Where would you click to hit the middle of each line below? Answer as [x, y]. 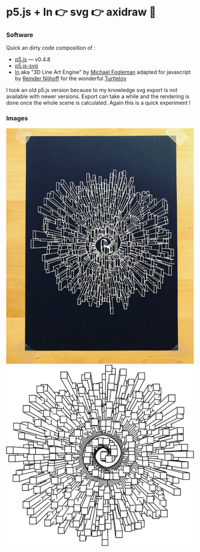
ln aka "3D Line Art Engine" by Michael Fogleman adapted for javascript [103, 72]
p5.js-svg [26, 66]
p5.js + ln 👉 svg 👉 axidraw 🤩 [81, 12]
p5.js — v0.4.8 [32, 60]
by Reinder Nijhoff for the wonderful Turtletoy [71, 78]
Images [17, 118]
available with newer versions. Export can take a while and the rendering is [98, 96]
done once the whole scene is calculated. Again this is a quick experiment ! [99, 103]
